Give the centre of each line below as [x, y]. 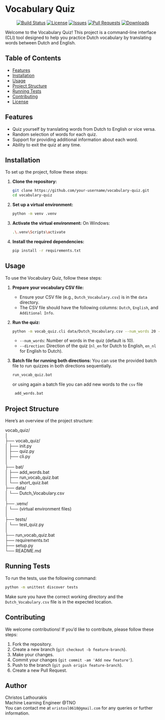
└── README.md [23, 551]
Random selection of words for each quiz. [55, 134]
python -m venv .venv [34, 214]
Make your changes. [33, 654]
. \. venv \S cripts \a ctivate [39, 232]
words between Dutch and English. [41, 42]
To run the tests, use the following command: [51, 578]
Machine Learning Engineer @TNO [40, 703]
